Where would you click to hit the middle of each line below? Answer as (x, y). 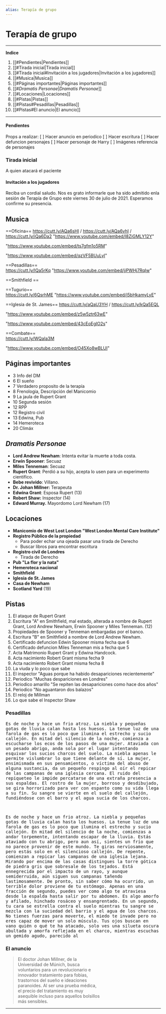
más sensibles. (33, 1001)
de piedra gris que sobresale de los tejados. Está (69, 866)
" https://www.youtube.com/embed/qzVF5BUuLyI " (56, 256)
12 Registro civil (29, 412)
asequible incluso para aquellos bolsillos (59, 996)
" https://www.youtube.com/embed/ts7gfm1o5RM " (56, 246)
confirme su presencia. (29, 204)
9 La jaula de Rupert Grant (39, 396)
